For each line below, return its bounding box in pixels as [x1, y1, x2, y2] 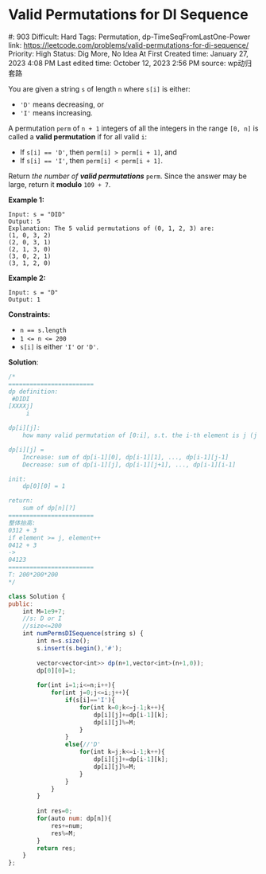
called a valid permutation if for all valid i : [8, 131, 147, 141]
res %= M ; [50, 829, 77, 837]
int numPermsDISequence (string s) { [22, 630, 145, 638]
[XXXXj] [8, 402, 34, 411]
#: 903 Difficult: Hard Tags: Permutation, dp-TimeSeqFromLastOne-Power [8, 32, 251, 41]
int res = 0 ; [37, 807, 73, 815]
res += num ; [50, 821, 83, 829]
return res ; [37, 844, 77, 853]
